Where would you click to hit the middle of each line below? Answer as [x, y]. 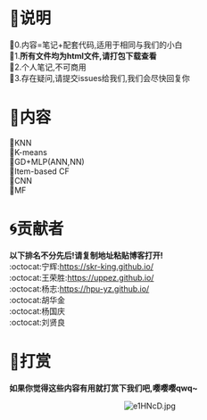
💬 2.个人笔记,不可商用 [48, 67]
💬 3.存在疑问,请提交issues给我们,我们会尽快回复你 [99, 78]
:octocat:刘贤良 [37, 322]
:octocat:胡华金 [37, 300]
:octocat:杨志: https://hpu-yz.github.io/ [79, 288]
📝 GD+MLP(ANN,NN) [47, 161]
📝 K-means [28, 152]
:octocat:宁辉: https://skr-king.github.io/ [82, 266]
